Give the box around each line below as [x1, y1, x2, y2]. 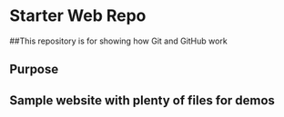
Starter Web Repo [9, 5, 147, 26]
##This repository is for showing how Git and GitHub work [9, 35, 228, 46]
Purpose [9, 62, 59, 77]
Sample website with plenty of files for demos [9, 93, 276, 108]
